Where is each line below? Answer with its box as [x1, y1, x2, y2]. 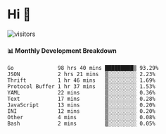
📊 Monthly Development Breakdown [7, 46, 117, 55]
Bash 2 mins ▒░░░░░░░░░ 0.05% [7, 120, 156, 128]
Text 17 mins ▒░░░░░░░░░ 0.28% [7, 95, 156, 103]
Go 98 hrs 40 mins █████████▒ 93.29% [7, 65, 159, 72]
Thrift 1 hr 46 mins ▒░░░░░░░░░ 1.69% [7, 77, 156, 84]
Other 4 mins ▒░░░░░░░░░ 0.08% [7, 114, 156, 121]
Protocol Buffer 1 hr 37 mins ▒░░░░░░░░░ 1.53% [7, 83, 156, 90]
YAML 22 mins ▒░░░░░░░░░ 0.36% [7, 90, 156, 97]
